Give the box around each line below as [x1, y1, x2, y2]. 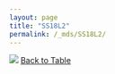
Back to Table [20, 55, 72, 66]
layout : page [9, 12, 58, 22]
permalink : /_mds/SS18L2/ [9, 29, 106, 38]
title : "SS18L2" [9, 21, 70, 30]
